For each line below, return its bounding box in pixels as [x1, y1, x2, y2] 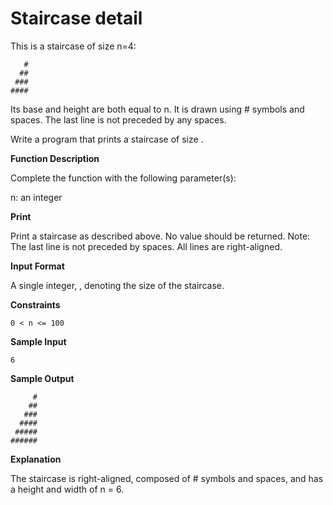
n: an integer [10, 191, 63, 203]
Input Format [10, 260, 65, 272]
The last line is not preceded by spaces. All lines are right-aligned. [10, 240, 283, 252]
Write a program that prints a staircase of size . [10, 133, 204, 145]
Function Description [10, 152, 100, 164]
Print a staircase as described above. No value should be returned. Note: [10, 230, 311, 242]
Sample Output [10, 372, 75, 384]
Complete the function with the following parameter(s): [10, 172, 237, 184]
